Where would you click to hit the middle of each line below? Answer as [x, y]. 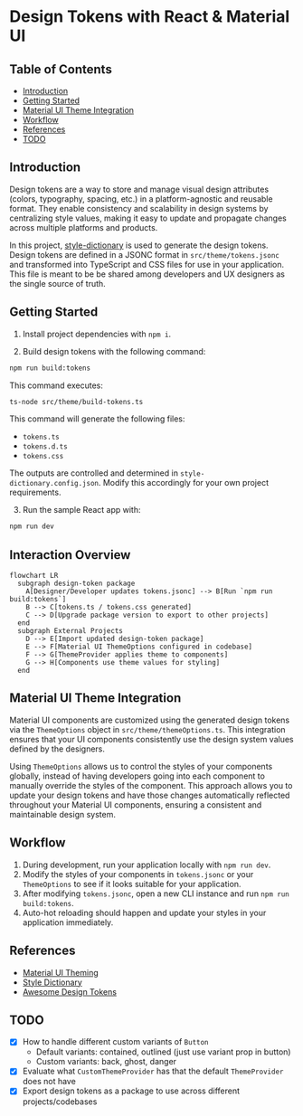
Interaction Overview [70, 555]
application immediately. [68, 922]
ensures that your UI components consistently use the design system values [151, 739]
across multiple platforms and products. [84, 227]
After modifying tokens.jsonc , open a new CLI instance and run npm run [156, 894]
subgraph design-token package [76, 584]
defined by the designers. [57, 749]
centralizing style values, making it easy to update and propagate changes [148, 218]
